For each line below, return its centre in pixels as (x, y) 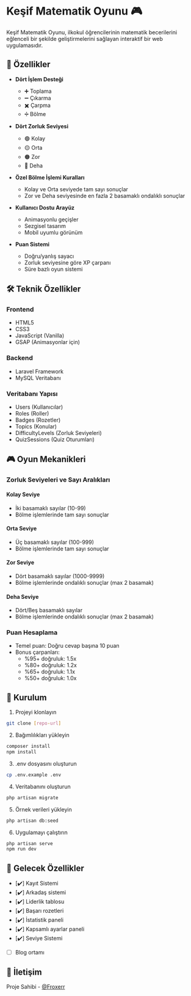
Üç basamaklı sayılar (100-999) (55, 542)
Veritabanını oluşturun (43, 786)
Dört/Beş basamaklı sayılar (49, 610)
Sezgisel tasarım (45, 225)
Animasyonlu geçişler (51, 219)
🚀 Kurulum (27, 698)
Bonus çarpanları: (37, 652)
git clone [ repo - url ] (34, 723)
